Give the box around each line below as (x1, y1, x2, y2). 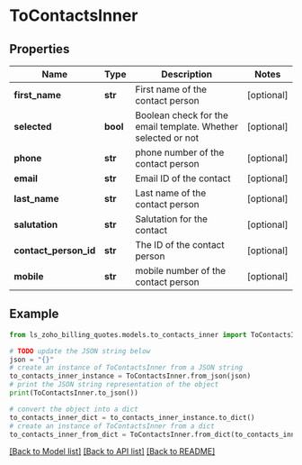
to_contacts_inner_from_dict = (9, 430, 127, 439)
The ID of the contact (134, 239, 225, 251)
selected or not (134, 132, 200, 144)
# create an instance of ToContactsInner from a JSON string (9, 363, 244, 372)
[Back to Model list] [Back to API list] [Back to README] (9, 446, 216, 457)
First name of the (134, 83, 208, 96)
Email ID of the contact (134, 172, 231, 185)
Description (161, 68, 213, 80)
